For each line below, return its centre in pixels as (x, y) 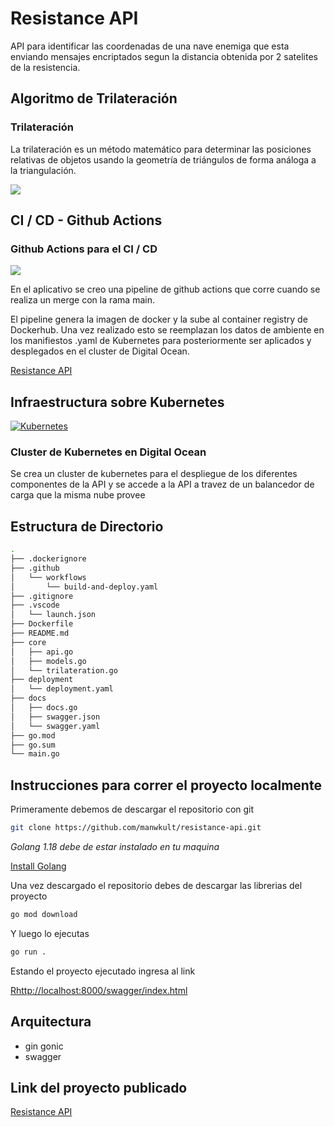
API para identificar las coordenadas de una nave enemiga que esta (150, 46)
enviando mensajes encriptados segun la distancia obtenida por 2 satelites (164, 56)
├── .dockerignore (48, 559)
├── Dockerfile (42, 624)
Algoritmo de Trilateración (94, 98)
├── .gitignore (42, 596)
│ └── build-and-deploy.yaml (84, 587)
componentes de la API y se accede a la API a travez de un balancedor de (162, 484)
